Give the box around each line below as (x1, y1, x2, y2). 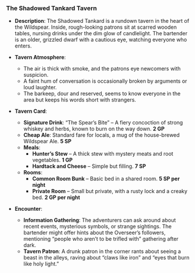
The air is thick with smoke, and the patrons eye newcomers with (23, 65, 181, 72)
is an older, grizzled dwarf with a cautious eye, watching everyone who (14, 36, 187, 43)
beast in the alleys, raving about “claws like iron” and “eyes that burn (23, 254, 190, 261)
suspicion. (23, 72, 49, 79)
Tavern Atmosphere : (14, 54, 66, 61)
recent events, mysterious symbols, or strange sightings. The (23, 223, 172, 230)
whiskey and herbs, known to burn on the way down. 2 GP (23, 125, 165, 133)
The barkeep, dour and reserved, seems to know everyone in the (23, 90, 181, 97)
